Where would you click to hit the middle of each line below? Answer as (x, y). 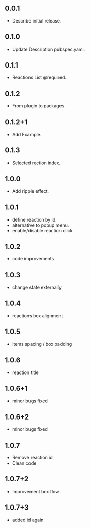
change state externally (37, 287)
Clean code (24, 463)
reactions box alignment (37, 315)
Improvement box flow (36, 491)
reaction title (25, 372)
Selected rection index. (36, 163)
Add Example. (27, 135)
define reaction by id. (34, 219)
